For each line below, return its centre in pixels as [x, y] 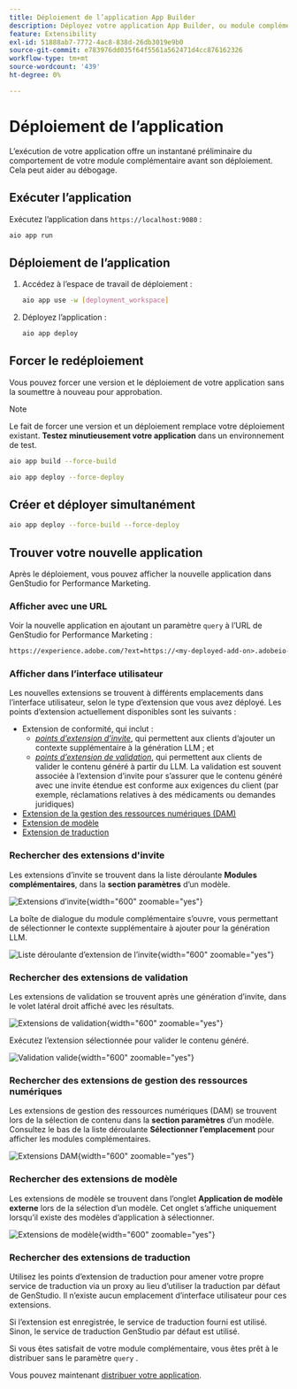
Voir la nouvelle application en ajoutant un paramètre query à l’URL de [136, 626]
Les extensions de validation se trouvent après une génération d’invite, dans [148, 997]
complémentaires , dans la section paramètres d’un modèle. [120, 884]
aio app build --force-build [63, 461]
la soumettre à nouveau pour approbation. [86, 391]
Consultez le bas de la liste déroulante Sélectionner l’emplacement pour [142, 1130]
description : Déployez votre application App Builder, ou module [132, 26]
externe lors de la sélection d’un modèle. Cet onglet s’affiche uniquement [143, 1208]
